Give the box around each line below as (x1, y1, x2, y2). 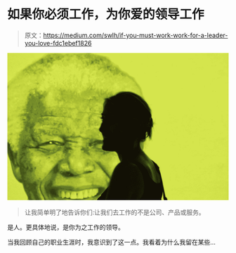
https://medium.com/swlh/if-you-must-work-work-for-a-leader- (43, 31, 228, 39)
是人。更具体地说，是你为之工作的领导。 (7, 223, 124, 231)
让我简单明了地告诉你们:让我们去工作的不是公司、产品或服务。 (24, 208, 205, 216)
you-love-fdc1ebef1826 (24, 39, 92, 47)
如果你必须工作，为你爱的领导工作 (7, 6, 205, 22)
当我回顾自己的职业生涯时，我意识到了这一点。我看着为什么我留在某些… (7, 238, 216, 246)
